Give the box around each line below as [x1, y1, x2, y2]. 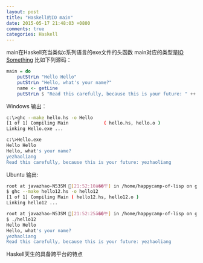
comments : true [6, 25, 45, 32]
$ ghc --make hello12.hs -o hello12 [6, 189, 98, 195]
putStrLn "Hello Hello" [17, 74, 77, 80]
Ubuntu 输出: [6, 170, 39, 178]
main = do [6, 68, 31, 74]
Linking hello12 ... [6, 200, 59, 206]
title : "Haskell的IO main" [6, 15, 74, 21]
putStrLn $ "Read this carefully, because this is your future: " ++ [17, 91, 196, 97]
